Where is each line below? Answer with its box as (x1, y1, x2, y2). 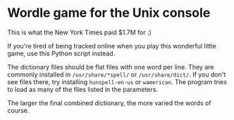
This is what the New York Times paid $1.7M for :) (7, 28, 152, 36)
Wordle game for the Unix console (7, 5, 211, 21)
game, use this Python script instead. (7, 49, 116, 58)
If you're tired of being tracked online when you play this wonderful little (7, 41, 216, 50)
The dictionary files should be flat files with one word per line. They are (7, 62, 214, 71)
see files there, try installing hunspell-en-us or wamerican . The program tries (7, 77, 228, 86)
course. (7, 106, 30, 114)
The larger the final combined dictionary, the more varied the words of (7, 98, 211, 107)
